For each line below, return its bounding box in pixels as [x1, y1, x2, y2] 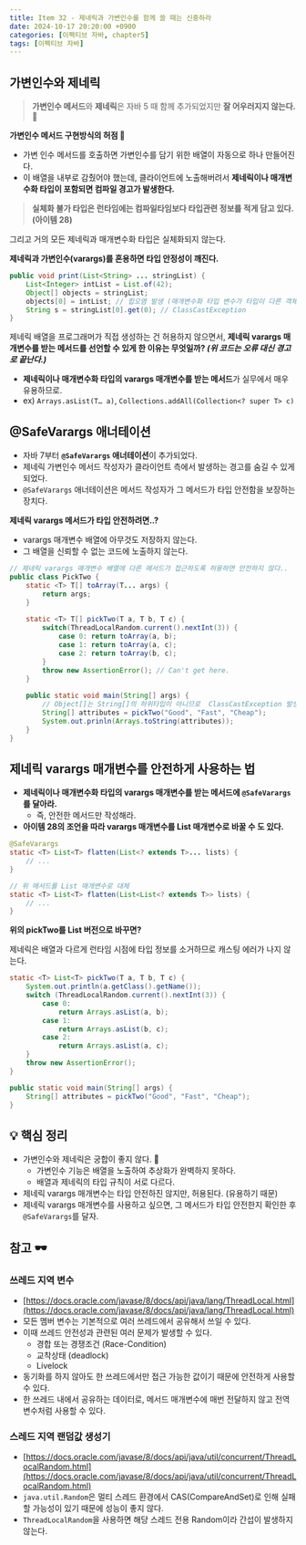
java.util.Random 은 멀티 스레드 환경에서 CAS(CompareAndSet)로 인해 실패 [22, 1491, 296, 1502]
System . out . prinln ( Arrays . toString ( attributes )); [42, 716, 234, 726]
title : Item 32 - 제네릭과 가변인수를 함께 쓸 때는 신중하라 [9, 13, 212, 23]
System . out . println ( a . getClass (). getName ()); [25, 982, 202, 991]
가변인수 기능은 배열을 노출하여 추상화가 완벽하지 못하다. [36, 1165, 237, 1176]
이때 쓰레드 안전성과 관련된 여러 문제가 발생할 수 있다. [22, 1327, 212, 1338]
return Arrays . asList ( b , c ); [57, 1024, 169, 1034]
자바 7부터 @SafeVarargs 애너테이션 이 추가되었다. [22, 450, 199, 461]
